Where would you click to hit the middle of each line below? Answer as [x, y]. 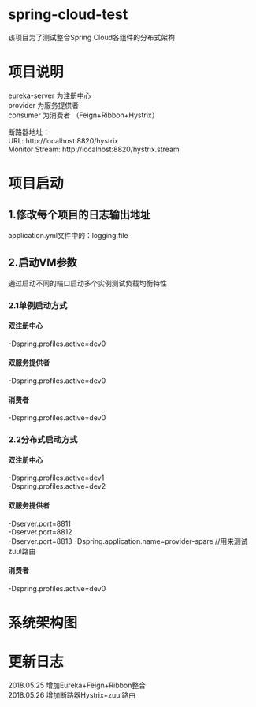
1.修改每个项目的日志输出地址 [80, 215]
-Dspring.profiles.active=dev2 [57, 486]
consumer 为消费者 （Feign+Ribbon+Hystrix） [83, 115]
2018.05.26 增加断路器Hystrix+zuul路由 [72, 694]
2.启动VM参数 [43, 263]
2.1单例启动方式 [38, 305]
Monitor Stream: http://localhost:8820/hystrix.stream [94, 149]
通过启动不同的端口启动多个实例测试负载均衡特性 [87, 283]
